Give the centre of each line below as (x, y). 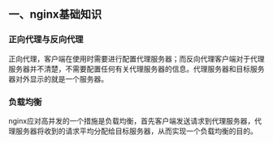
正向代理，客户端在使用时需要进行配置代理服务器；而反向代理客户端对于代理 (136, 58)
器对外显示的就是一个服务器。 (58, 78)
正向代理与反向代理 (46, 40)
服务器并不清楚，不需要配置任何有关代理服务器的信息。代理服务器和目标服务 (136, 69)
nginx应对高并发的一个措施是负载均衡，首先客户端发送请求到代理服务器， (132, 120)
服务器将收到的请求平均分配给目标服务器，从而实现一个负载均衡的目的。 (136, 131)
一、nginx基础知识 (55, 15)
